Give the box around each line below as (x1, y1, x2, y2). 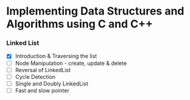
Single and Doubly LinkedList (15, 80, 88, 87)
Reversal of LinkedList (15, 66, 71, 73)
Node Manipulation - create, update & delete (15, 59, 127, 67)
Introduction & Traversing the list (15, 53, 97, 60)
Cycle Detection (15, 73, 56, 80)
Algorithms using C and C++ (6, 17, 153, 31)
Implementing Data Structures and (6, 4, 185, 18)
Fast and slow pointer (15, 87, 69, 94)
